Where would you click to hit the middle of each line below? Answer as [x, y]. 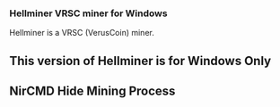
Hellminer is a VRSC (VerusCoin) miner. [82, 33]
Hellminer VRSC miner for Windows [88, 13]
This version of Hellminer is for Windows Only [140, 61]
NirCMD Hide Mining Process [92, 91]
